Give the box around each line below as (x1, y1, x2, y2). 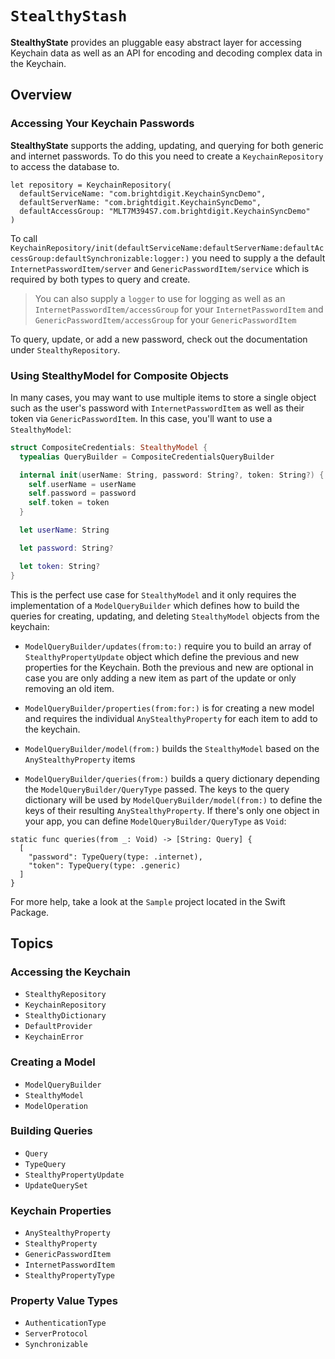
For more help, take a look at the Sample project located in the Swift (10, 895, 286, 907)
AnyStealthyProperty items (24, 753, 136, 765)
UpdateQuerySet (24, 1180, 89, 1191)
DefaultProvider (24, 1022, 93, 1032)
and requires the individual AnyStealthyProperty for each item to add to (24, 712, 318, 724)
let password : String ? (19, 543, 114, 553)
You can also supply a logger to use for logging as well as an (34, 292, 286, 304)
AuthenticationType (24, 1318, 107, 1329)
